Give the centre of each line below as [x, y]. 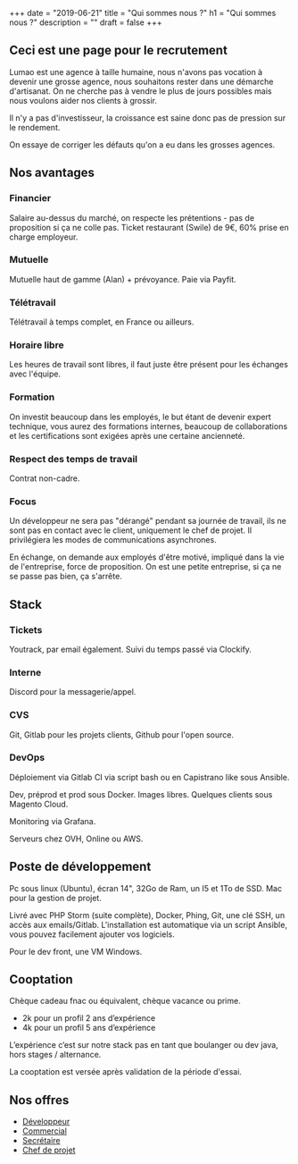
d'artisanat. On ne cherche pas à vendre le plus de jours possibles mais [141, 91]
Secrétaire [41, 1141]
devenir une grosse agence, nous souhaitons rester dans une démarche [141, 81]
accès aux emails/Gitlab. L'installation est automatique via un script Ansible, [149, 924]
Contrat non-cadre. [45, 478]
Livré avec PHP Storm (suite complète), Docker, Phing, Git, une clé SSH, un [147, 915]
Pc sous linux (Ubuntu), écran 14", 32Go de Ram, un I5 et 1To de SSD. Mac [146, 888]
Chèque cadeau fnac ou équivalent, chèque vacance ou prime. [125, 1001]
